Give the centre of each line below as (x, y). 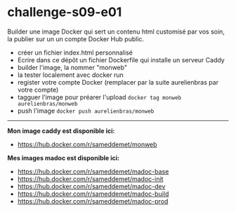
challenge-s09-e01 (65, 12)
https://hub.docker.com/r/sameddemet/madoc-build (93, 194)
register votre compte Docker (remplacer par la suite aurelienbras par (118, 82)
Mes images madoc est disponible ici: (64, 157)
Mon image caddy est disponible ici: (61, 131)
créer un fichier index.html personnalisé (75, 52)
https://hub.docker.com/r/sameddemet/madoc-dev (91, 186)
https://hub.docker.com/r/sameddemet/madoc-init (90, 178)
